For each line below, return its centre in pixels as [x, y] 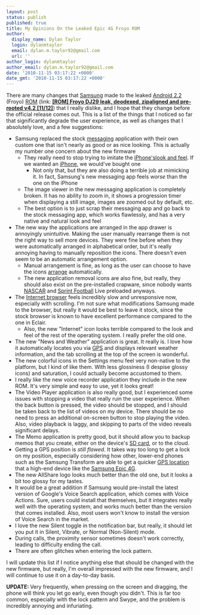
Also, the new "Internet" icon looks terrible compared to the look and [108, 329]
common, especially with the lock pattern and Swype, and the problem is [96, 599]
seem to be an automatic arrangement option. [71, 259]
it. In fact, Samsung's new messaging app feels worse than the [110, 177]
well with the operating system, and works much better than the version [103, 507]
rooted [15, 108]
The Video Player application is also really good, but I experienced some [104, 392]
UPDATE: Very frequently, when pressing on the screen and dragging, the [97, 587]
